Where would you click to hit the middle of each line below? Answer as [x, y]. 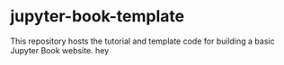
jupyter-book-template [98, 16]
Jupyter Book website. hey [60, 50]
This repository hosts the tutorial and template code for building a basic [142, 41]
